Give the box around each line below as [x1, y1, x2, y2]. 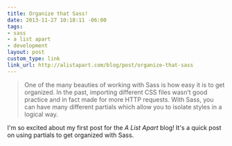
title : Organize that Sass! [7, 10, 89, 17]
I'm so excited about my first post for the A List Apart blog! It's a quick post [7, 123, 222, 131]
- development [7, 42, 48, 49]
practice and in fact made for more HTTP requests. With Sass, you [24, 95, 214, 104]
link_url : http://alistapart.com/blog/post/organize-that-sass [7, 62, 194, 69]
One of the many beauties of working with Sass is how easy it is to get [24, 80, 225, 89]
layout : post [7, 49, 45, 56]
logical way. [24, 110, 59, 118]
